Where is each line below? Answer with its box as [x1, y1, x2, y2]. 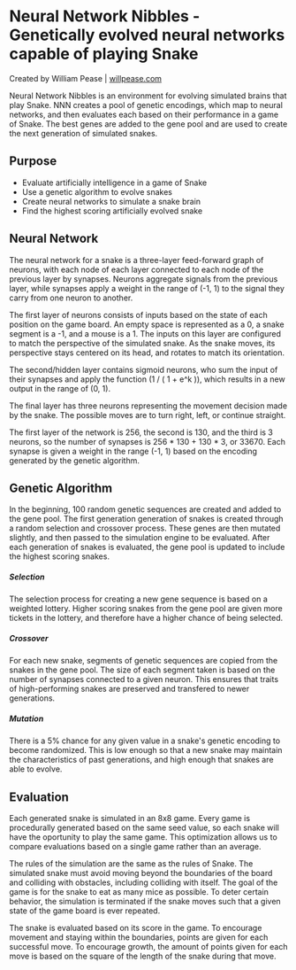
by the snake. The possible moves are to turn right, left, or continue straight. [9, 409, 286, 420]
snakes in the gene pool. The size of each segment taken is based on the [9, 664, 276, 675]
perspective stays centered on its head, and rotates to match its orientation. [9, 347, 285, 358]
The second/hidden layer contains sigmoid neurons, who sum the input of [9, 364, 278, 375]
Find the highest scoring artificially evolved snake [21, 206, 203, 216]
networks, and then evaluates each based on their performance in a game [9, 109, 279, 120]
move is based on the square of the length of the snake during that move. [9, 951, 277, 962]
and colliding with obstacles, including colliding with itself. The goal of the [9, 877, 278, 888]
